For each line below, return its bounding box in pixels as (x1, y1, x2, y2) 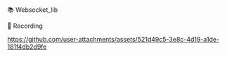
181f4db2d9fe (7, 42, 47, 51)
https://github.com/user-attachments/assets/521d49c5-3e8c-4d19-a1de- (7, 35, 220, 43)
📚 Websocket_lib (7, 6, 58, 14)
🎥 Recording (7, 22, 44, 30)
